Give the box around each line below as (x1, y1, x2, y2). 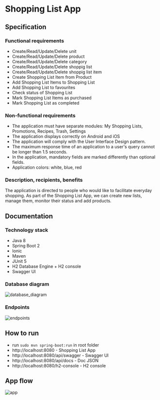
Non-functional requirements (5, 112, 76, 119)
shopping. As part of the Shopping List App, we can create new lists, (5, 193, 142, 199)
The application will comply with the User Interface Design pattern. (12, 139, 146, 144)
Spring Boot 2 (12, 243, 40, 249)
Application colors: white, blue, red (12, 164, 82, 171)
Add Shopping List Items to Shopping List (12, 79, 95, 85)
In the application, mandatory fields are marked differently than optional (12, 154, 156, 160)
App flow (5, 377, 33, 385)
